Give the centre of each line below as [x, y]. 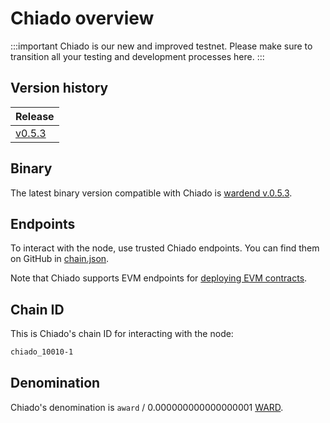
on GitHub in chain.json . [60, 259]
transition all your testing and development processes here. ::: [137, 56]
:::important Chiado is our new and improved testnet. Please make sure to [161, 46]
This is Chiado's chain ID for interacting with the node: [122, 334]
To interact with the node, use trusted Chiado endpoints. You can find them [165, 248]
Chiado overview [82, 18]
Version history [59, 88]
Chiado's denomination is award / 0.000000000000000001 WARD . [147, 407]
